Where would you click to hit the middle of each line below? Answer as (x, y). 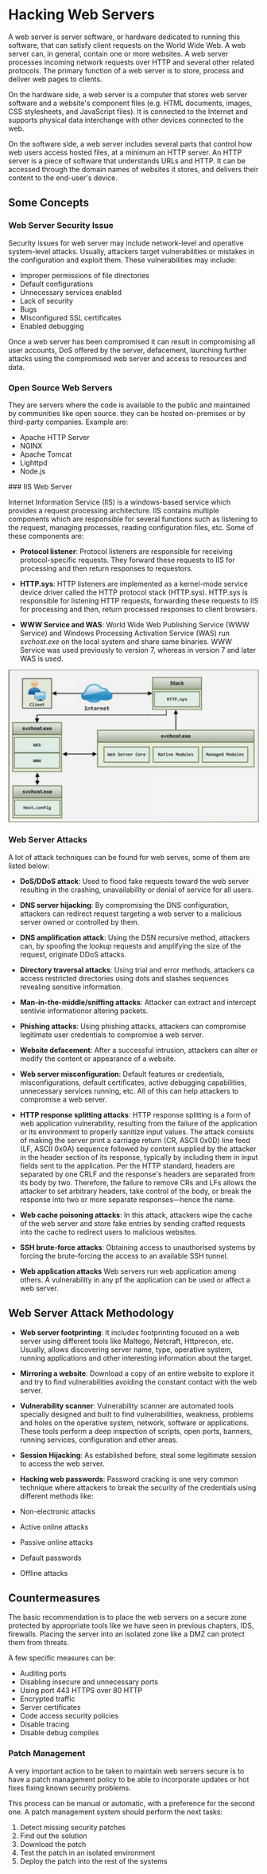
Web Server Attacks (48, 840)
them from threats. (39, 1643)
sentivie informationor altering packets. (84, 1011)
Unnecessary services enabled (70, 292)
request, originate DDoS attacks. (73, 954)
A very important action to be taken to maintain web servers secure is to (126, 1770)
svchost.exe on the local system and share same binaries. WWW (126, 641)
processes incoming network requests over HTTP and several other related (132, 62)
